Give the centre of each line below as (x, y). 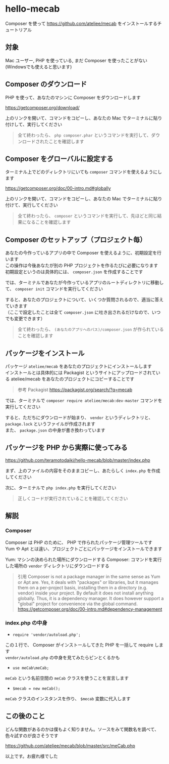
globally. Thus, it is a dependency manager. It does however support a (91, 598)
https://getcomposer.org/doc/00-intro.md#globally (58, 188)
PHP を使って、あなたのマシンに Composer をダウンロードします (73, 97)
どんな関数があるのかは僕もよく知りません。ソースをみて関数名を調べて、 (82, 729)
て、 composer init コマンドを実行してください (54, 289)
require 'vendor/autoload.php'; (46, 635)
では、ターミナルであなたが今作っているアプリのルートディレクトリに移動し (84, 283)
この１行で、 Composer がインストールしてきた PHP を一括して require (79, 645)
